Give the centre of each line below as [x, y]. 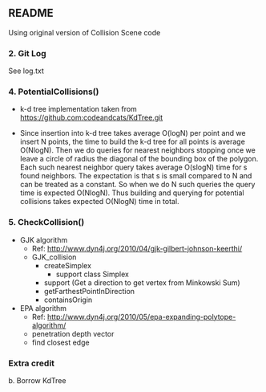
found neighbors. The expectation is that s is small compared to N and [136, 176]
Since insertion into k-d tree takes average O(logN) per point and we [133, 133]
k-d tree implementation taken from [79, 109]
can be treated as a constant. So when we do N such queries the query [137, 185]
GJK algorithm [44, 239]
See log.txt [26, 71]
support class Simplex [93, 274]
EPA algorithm [43, 308]
